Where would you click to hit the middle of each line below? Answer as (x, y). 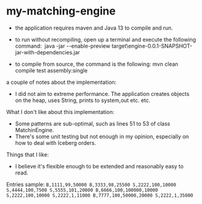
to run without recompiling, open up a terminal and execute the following (106, 39)
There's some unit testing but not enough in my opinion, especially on (102, 136)
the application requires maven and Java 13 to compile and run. (94, 28)
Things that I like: (28, 155)
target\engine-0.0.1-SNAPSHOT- (152, 46)
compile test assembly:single (51, 70)
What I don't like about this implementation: (60, 112)
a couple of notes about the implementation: (61, 82)
